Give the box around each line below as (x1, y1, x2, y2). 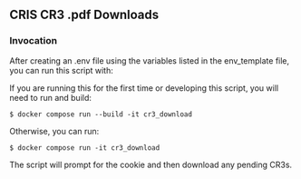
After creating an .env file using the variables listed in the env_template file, (9, 55, 290, 66)
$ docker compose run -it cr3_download (9, 143, 160, 153)
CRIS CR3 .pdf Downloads (9, 7, 160, 23)
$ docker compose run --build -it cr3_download (9, 109, 193, 119)
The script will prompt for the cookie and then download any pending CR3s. (9, 159, 293, 170)
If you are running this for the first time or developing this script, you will (9, 82, 279, 94)
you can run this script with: (9, 65, 113, 75)
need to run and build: (9, 92, 92, 103)
